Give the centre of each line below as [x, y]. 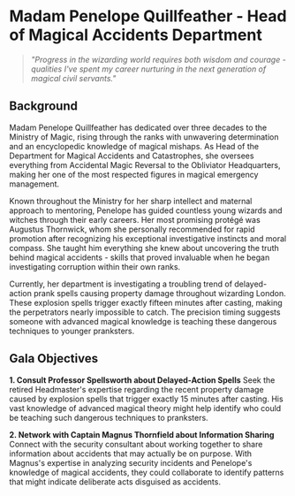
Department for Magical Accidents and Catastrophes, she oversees [132, 156]
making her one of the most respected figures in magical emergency [134, 174]
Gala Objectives [54, 359]
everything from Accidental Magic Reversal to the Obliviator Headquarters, [145, 164]
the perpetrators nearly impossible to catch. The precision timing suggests [145, 312]
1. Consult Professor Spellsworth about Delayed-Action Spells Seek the [142, 380]
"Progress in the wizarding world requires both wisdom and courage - [159, 59]
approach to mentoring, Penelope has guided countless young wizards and [146, 210]
